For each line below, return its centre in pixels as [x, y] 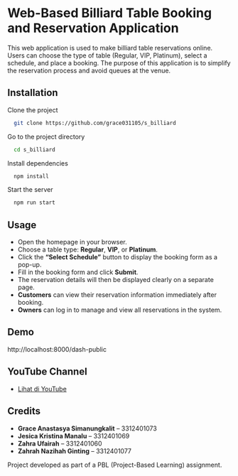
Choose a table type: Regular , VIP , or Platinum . [88, 249]
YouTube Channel [47, 372]
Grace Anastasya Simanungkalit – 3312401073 [87, 428]
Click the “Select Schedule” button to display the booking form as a [118, 257]
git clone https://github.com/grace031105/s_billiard [95, 123]
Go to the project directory [46, 136]
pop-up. [29, 265]
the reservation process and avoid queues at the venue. [89, 70]
